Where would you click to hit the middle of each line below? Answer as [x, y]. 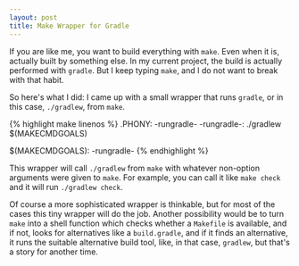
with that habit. [37, 79]
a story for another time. [54, 252]
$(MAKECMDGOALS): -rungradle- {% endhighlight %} [109, 150]
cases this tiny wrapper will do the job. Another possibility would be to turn [147, 213]
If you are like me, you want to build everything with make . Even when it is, [144, 51]
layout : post [33, 17]
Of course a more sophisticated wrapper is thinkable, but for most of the [142, 204]
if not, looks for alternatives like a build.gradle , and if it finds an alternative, [149, 232]
